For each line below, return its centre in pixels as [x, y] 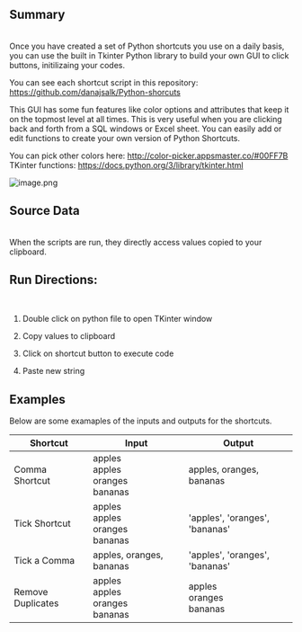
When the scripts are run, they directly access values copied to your [136, 242]
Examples [37, 399]
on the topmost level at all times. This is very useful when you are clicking [146, 119]
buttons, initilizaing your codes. [67, 65]
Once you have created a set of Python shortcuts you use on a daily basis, [147, 46]
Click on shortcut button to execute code [98, 353]
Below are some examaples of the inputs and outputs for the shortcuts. [141, 421]
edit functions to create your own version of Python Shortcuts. [125, 138]
